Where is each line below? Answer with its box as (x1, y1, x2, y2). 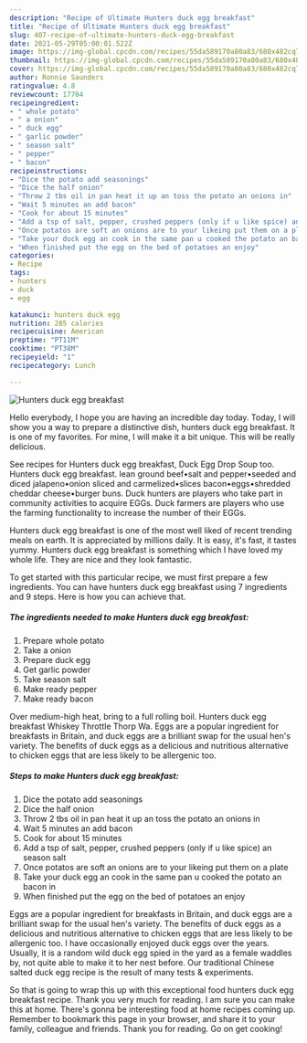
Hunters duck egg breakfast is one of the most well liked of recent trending (9, 524, 292, 535)
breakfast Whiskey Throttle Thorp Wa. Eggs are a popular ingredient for (9, 721, 279, 732)
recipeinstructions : (9, 166, 89, 175)
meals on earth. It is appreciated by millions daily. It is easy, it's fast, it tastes (9, 534, 297, 545)
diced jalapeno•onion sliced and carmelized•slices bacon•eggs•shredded (9, 478, 291, 489)
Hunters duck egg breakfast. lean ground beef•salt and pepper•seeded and (9, 468, 297, 479)
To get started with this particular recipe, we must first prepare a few (9, 572, 269, 583)
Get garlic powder (22, 664, 91, 675)
